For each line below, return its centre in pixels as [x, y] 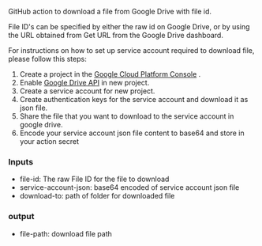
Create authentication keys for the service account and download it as [134, 99]
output [21, 217]
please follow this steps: [47, 59]
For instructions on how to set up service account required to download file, [131, 50]
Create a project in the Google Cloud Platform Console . [110, 74]
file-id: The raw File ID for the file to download [94, 179]
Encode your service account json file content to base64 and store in [132, 133]
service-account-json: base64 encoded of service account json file [129, 187]
